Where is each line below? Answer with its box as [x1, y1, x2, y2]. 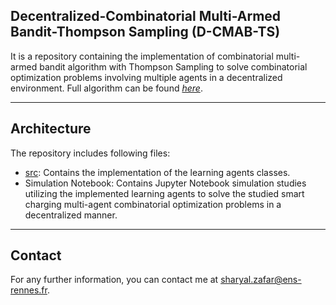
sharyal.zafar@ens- [220, 274, 302, 286]
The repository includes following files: [10, 147, 171, 159]
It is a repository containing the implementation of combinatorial [10, 50, 274, 62]
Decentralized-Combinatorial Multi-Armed [10, 8, 282, 25]
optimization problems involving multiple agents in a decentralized [10, 71, 283, 83]
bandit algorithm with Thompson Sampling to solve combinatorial [39, 60, 308, 73]
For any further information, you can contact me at [10, 274, 219, 286]
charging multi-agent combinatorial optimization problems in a [24, 198, 282, 210]
